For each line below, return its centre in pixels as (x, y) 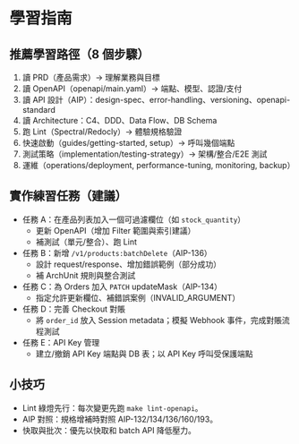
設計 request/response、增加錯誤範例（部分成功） (128, 264)
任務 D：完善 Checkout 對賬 (73, 309)
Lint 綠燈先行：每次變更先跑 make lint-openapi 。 (112, 407)
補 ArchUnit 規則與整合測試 (85, 275)
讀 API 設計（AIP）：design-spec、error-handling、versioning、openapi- (156, 100)
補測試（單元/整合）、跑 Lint (86, 242)
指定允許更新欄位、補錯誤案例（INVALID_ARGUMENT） (138, 297)
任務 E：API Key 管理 (61, 342)
